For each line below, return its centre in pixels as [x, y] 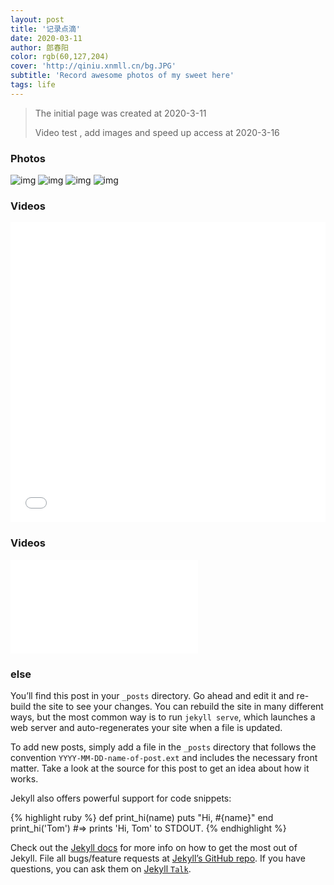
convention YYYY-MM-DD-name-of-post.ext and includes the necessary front [164, 757]
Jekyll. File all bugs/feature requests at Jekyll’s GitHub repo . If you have [158, 858]
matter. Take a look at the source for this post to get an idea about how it [160, 768]
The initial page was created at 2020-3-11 [120, 113]
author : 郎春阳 [39, 47]
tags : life [33, 85]
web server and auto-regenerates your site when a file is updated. [146, 727]
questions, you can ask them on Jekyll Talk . [101, 868]
